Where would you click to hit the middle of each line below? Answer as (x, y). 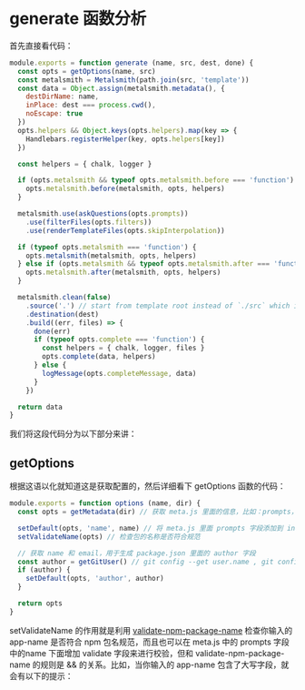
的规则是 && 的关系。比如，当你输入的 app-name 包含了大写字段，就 (161, 665)
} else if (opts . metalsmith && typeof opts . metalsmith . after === (144, 264)
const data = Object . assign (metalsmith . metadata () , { (121, 88)
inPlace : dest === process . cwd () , (91, 106)
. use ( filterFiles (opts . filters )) (89, 222)
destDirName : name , (63, 96)
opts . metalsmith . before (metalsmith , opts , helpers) (125, 189)
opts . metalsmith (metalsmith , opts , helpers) (111, 256)
